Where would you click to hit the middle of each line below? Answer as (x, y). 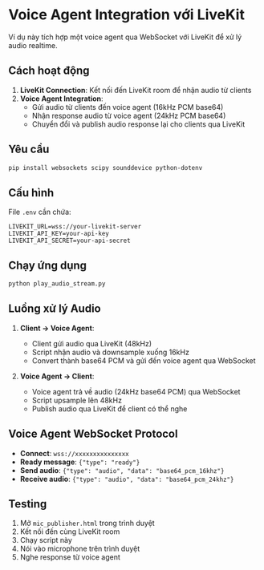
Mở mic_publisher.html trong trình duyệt (87, 524)
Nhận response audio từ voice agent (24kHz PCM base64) (129, 115)
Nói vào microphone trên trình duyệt (80, 549)
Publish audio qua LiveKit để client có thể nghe (110, 408)
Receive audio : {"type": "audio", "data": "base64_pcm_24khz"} (127, 479)
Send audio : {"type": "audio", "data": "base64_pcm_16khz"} (122, 470)
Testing (28, 504)
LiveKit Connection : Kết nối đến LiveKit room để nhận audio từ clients (136, 90)
